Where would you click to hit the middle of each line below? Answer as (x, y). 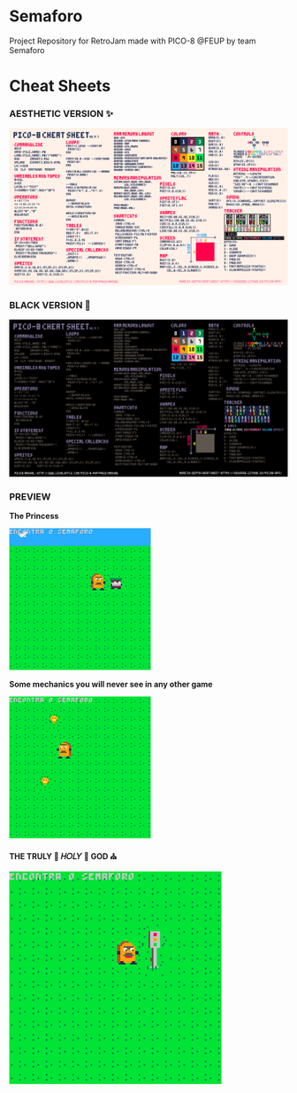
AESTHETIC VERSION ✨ (61, 114)
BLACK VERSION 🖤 (50, 305)
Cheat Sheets (60, 86)
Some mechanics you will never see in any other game (111, 685)
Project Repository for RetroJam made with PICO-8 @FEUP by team (133, 41)
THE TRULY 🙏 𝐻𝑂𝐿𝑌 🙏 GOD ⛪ (63, 857)
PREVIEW (30, 496)
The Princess (34, 516)
